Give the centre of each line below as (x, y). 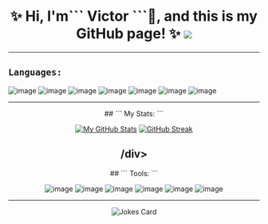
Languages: (35, 73)
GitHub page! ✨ (128, 34)
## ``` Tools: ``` (134, 173)
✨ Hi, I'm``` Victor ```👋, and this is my (134, 16)
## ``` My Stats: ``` (134, 113)
